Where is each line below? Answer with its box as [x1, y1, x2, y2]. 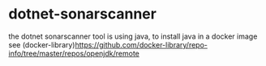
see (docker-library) [8, 39, 75, 49]
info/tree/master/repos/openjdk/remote [8, 48, 139, 58]
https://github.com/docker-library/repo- [75, 39, 208, 49]
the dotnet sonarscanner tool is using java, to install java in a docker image [8, 31, 258, 41]
